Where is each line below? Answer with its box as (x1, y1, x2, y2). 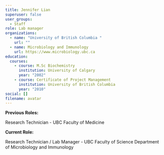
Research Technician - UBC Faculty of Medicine (5, 119, 104, 125)
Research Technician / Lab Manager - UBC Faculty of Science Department (5, 139, 159, 145)
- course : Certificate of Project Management (14, 77, 111, 82)
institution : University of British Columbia (18, 82, 115, 87)
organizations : (5, 31, 37, 36)
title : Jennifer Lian (5, 7, 51, 13)
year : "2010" (18, 86, 46, 92)
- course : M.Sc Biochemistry (14, 63, 75, 68)
